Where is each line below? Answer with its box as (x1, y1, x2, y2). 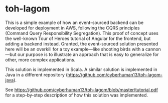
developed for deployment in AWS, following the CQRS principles (5, 24, 140, 30)
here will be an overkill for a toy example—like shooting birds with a (5, 46, 144, 52)
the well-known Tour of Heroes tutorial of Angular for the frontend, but (5, 35, 151, 41)
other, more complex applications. (5, 56, 76, 62)
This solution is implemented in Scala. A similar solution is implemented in (5, 66, 157, 72)
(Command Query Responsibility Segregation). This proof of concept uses (5, 30, 159, 36)
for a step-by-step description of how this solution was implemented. (5, 92, 148, 98)
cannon (145, 46, 161, 52)
